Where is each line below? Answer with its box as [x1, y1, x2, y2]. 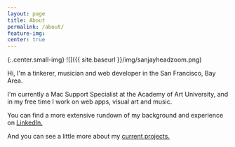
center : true [7, 36, 46, 43]
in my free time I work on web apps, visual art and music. [7, 97, 173, 106]
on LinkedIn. [7, 118, 43, 127]
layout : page [7, 10, 46, 17]
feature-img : [7, 29, 46, 37]
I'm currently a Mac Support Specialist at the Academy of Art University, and [7, 90, 229, 99]
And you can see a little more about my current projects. [7, 132, 170, 141]
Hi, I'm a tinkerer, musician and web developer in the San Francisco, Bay [7, 69, 216, 78]
